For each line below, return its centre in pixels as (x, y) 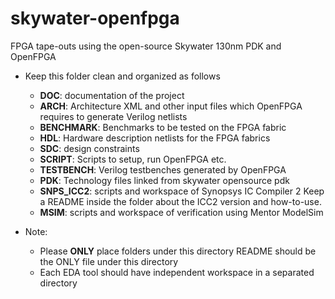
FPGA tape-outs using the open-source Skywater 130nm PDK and (146, 46)
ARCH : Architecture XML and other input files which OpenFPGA (171, 106)
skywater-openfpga (95, 18)
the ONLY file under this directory (109, 261)
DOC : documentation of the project (112, 95)
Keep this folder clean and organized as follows (122, 76)
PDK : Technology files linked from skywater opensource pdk (164, 180)
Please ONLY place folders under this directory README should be (178, 251)
